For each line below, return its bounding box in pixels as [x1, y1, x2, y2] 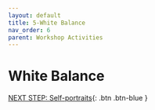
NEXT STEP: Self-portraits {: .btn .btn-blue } [8, 93, 148, 103]
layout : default [8, 11, 61, 20]
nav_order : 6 [8, 26, 51, 34]
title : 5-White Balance [8, 19, 86, 27]
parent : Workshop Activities [8, 33, 103, 42]
